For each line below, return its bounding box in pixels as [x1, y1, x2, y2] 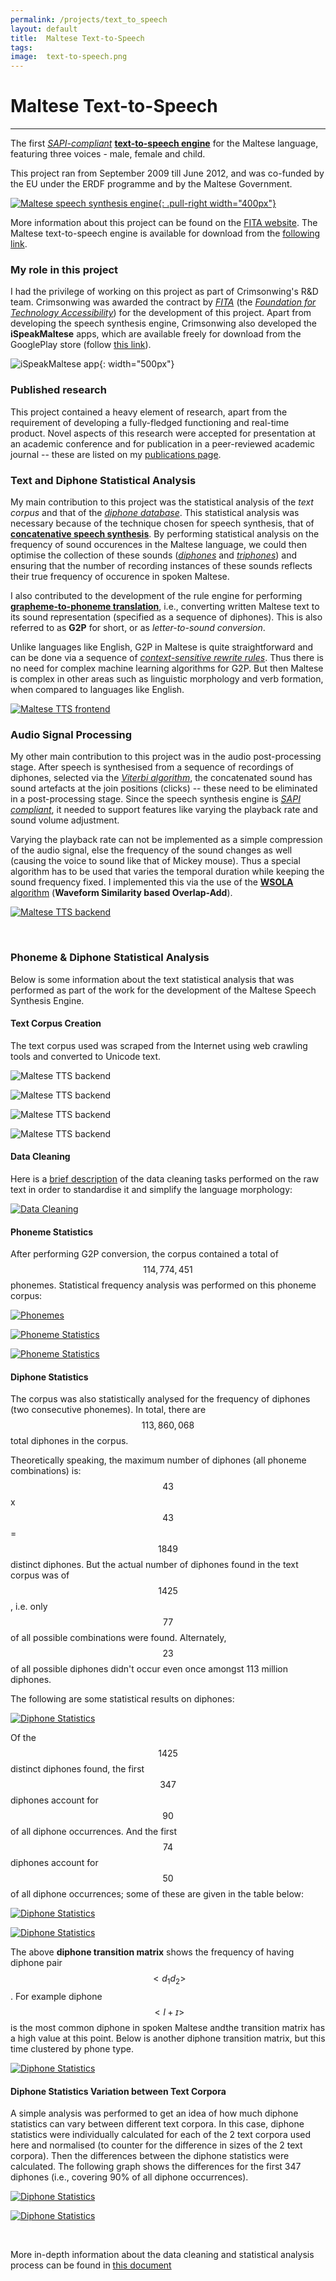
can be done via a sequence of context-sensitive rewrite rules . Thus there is [10, 651, 325, 663]
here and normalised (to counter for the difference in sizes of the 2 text [10, 2139, 303, 2151]
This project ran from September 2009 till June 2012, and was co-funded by [10, 167, 325, 180]
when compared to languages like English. [10, 683, 185, 695]
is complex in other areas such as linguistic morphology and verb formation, [10, 672, 324, 685]
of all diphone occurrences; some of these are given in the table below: [10, 1888, 305, 1900]
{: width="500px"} [99, 358, 175, 370]
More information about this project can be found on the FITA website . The [10, 217, 318, 229]
